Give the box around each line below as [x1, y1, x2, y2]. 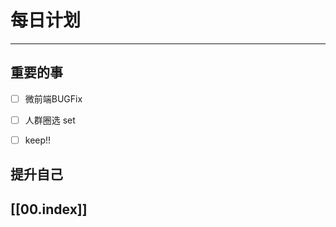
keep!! [24, 134, 52, 146]
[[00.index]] [10, 201, 88, 218]
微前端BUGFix [24, 92, 83, 105]
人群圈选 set [24, 114, 76, 126]
